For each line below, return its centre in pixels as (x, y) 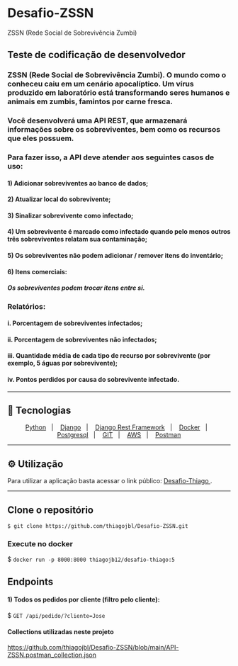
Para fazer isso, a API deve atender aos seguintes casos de (111, 157)
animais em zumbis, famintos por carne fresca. (90, 102)
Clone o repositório (51, 510)
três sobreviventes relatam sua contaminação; (77, 239)
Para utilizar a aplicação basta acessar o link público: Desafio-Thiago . (110, 481)
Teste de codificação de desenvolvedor (96, 55)
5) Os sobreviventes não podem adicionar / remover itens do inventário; (115, 256)
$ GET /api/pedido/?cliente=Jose (56, 615)
